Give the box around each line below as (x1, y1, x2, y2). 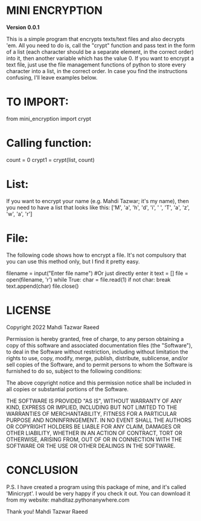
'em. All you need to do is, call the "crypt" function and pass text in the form (6, 42, 195, 49)
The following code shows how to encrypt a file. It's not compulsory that (6, 251, 187, 259)
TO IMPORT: (6, 95, 69, 109)
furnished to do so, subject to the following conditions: (6, 367, 142, 375)
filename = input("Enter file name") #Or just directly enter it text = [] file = (6, 270, 188, 277)
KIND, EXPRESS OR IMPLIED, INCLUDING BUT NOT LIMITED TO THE (6, 403, 177, 411)
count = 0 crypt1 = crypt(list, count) (6, 156, 95, 163)
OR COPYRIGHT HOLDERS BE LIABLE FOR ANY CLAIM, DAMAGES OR (6, 422, 181, 430)
